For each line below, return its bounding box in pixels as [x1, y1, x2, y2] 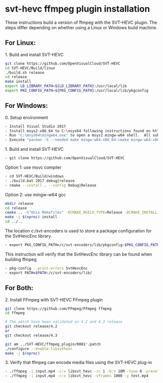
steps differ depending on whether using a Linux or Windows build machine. [5, 24, 158, 30]
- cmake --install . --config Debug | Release [5, 183, 97, 188]
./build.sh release [5, 70, 45, 75]
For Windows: [5, 102, 49, 110]
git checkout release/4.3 [5, 333, 57, 338]
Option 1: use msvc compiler [5, 164, 62, 171]
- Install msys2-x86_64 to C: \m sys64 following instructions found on [5, 128, 151, 133]
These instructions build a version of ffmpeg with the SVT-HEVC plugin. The [5, 19, 158, 25]
